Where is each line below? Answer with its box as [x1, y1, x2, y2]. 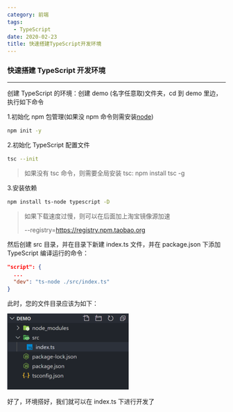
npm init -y [7, 127, 42, 135]
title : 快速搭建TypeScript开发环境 [7, 40, 102, 48]
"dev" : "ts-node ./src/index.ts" [13, 278, 110, 285]
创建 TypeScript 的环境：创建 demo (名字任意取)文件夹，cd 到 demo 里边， [7, 89, 222, 97]
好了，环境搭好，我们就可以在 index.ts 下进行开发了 [7, 397, 155, 406]
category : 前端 [7, 11, 49, 18]
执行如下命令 [7, 98, 44, 106]
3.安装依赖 [7, 184, 37, 192]
